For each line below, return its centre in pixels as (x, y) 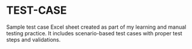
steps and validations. (34, 39)
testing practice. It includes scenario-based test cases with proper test (94, 33)
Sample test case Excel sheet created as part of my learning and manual (96, 27)
